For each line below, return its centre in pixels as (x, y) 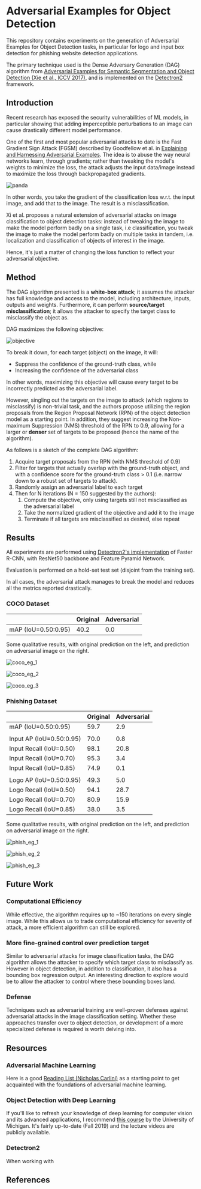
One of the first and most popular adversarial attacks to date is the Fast (94, 142)
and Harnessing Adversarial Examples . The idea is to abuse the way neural (98, 154)
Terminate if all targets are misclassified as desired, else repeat (102, 519)
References (28, 1180)
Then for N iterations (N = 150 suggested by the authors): (86, 493)
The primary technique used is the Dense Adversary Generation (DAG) (93, 65)
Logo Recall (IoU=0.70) (42, 799)
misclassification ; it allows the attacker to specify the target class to (91, 311)
